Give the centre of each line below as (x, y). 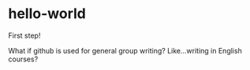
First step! (24, 35)
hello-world (47, 14)
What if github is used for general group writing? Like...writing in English (125, 50)
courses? (23, 59)
